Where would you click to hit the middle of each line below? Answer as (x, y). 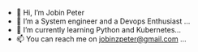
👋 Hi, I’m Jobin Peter (50, 13)
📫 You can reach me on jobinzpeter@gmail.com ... (101, 39)
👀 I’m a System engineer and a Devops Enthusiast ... (103, 21)
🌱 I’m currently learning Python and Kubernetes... (98, 30)
